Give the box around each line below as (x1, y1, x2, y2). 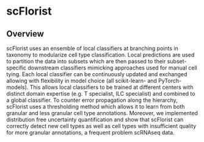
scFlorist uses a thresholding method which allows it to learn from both (6, 103, 185, 110)
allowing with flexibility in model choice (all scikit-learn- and (6, 77, 158, 84)
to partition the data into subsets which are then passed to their (6, 58, 166, 65)
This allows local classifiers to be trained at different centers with (29, 83, 194, 91)
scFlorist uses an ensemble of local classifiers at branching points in (6, 44, 178, 52)
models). (6, 83, 29, 91)
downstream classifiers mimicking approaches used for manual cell (27, 64, 197, 71)
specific (6, 64, 27, 71)
